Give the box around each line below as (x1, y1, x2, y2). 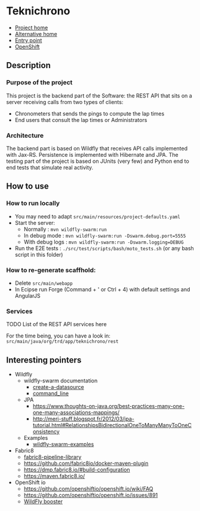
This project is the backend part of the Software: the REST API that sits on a (6, 92, 192, 99)
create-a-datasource (32, 384, 85, 391)
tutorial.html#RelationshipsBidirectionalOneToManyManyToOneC (32, 422, 192, 429)
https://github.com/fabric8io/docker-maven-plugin (23, 460, 149, 467)
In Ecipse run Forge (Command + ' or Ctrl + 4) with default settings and (14, 285, 190, 293)
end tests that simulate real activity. (6, 163, 94, 171)
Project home (14, 24, 48, 31)
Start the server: (14, 219, 56, 226)
